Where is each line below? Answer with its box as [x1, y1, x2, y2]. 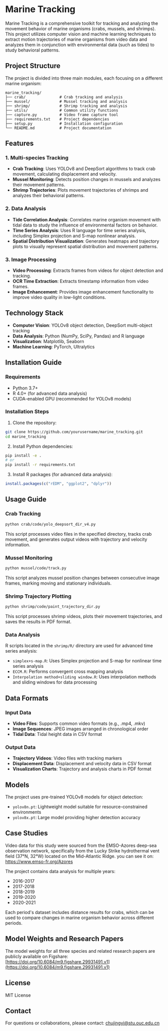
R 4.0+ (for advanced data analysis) [12, 390, 87, 396]
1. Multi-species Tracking [5, 154, 69, 161]
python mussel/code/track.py [5, 565, 67, 570]
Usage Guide [5, 495, 47, 504]
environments [12, 809, 41, 815]
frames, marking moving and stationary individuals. [5, 580, 112, 586]
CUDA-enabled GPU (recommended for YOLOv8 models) [12, 395, 132, 402]
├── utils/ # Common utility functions [5, 107, 119, 113]
